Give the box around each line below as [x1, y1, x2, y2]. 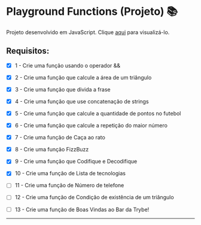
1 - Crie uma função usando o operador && [14, 62, 121, 69]
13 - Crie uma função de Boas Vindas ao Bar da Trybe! [14, 206, 150, 213]
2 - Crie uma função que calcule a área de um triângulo [14, 74, 152, 81]
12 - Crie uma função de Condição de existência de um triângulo [14, 194, 175, 201]
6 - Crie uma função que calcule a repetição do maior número [14, 122, 167, 129]
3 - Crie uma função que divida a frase [14, 86, 111, 93]
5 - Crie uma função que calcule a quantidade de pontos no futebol [14, 110, 181, 117]
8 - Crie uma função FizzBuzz [14, 146, 89, 153]
